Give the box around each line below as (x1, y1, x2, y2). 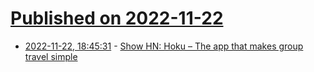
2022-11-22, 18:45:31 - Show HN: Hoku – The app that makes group (24, 40, 304, 52)
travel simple (24, 50, 78, 62)
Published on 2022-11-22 (10, 7, 224, 30)
